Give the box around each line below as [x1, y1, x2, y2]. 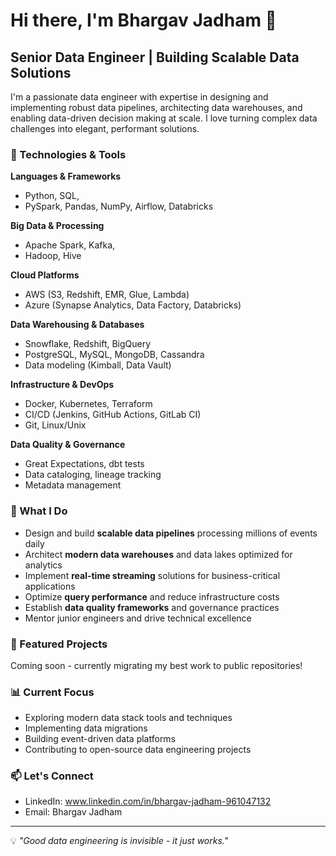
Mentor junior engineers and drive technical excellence [24, 612, 252, 624]
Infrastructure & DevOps [10, 379, 115, 391]
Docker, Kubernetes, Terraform [24, 398, 153, 410]
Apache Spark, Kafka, [24, 239, 116, 251]
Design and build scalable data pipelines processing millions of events [24, 527, 318, 539]
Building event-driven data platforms [24, 733, 177, 745]
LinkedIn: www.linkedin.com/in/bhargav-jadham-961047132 [24, 795, 272, 808]
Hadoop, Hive [24, 250, 82, 262]
